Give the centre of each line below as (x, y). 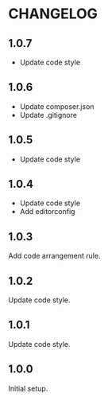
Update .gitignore (48, 115)
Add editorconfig (47, 212)
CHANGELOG (53, 14)
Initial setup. (28, 388)
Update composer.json (57, 106)
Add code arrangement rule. (54, 256)
